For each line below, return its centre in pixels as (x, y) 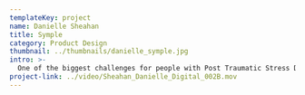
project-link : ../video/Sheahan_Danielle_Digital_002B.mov (123, 77)
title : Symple (36, 34)
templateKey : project (50, 18)
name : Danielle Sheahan (54, 26)
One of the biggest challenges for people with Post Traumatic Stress (154, 69)
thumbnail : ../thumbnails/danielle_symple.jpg (99, 52)
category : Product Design (58, 43)
